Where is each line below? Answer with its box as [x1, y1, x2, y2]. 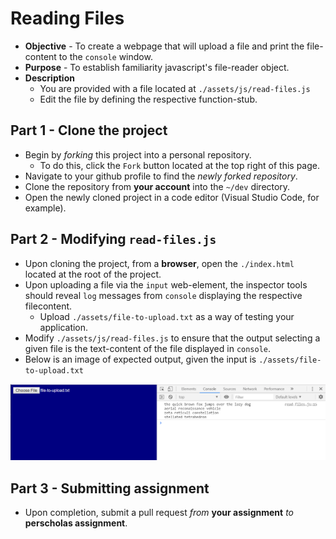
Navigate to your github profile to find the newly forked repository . [24, 170, 298, 182]
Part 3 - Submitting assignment [10, 480, 210, 497]
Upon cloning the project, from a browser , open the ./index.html [24, 257, 295, 269]
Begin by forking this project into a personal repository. [24, 148, 252, 161]
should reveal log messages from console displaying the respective [24, 289, 303, 301]
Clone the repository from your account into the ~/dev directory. [24, 180, 291, 192]
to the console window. [58, 50, 153, 62]
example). [24, 202, 67, 214]
